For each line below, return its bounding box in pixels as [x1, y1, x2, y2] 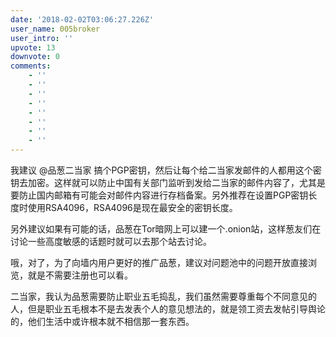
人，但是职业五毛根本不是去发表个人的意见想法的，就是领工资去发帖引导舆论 [10, 303, 326, 315]
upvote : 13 [10, 42, 56, 53]
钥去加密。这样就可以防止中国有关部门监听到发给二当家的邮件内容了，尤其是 [10, 177, 326, 188]
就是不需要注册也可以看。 [27, 269, 133, 281]
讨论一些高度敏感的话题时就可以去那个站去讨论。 [10, 236, 212, 247]
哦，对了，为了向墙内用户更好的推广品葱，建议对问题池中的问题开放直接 [10, 257, 308, 268]
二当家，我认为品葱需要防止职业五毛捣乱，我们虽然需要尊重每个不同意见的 [10, 291, 317, 302]
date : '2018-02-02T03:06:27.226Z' [10, 14, 155, 25]
